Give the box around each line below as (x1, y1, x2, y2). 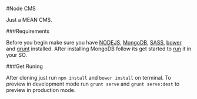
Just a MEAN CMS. (6, 16, 53, 23)
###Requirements (6, 28, 50, 35)
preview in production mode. (6, 87, 76, 93)
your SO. (6, 52, 28, 58)
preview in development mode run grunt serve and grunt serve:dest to (6, 80, 180, 87)
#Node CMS (6, 5, 36, 12)
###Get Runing (6, 63, 43, 70)
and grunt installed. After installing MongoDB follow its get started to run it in (6, 45, 192, 52)
